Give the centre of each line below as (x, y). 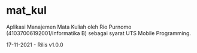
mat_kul (26, 10)
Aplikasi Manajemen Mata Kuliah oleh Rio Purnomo (69, 27)
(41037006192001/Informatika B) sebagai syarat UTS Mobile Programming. (99, 33)
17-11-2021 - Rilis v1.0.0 (35, 45)
